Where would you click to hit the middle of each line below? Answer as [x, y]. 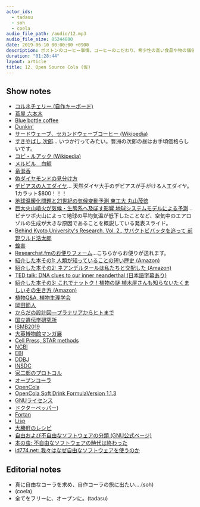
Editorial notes [34, 469]
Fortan [23, 415]
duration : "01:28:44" [33, 56]
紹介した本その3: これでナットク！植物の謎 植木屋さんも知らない [94, 283]
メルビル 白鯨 [33, 164]
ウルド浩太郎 [36, 238]
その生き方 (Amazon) [51, 290]
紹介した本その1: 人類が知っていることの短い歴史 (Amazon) [87, 260]
